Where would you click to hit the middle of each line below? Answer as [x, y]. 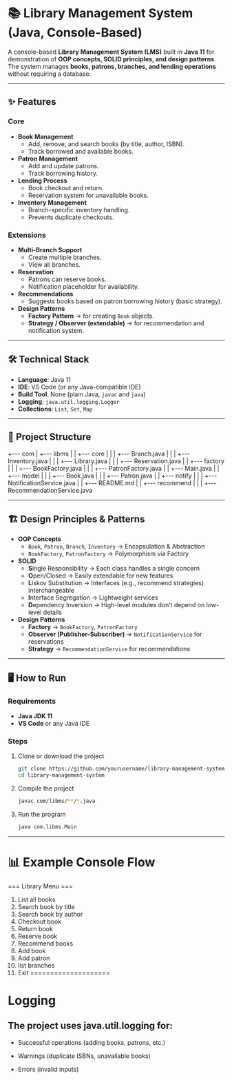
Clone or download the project [61, 756]
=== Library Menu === [41, 886]
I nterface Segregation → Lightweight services [93, 598]
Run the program [42, 814]
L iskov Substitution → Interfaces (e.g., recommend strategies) [116, 583]
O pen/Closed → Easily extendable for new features [101, 575]
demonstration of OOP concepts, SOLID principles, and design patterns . [112, 59]
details [53, 612]
